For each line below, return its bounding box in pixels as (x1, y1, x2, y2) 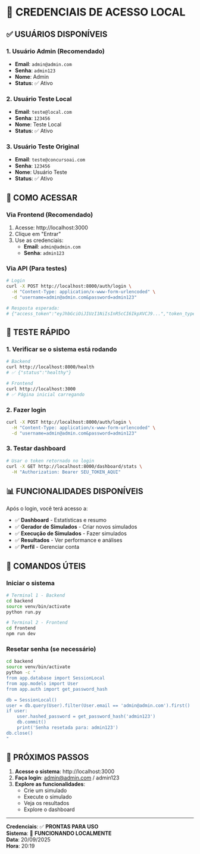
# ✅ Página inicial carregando (6, 392, 85, 398)
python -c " (6, 670, 36, 676)
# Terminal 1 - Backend (6, 592, 65, 598)
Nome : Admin (14, 73, 49, 80)
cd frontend (6, 625, 36, 631)
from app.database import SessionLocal (6, 675, 105, 681)
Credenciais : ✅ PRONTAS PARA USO (6, 823, 99, 830)
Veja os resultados (23, 800, 70, 807)
